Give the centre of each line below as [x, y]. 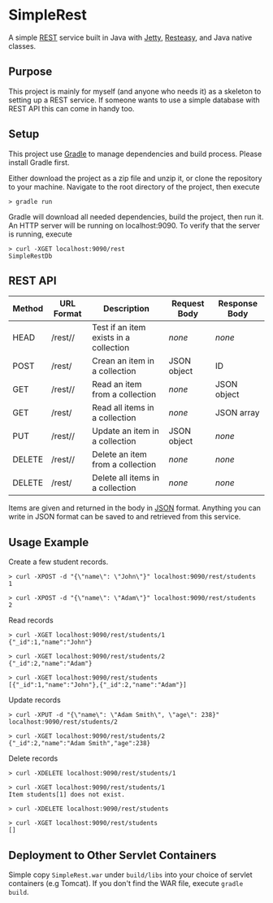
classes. [22, 46]
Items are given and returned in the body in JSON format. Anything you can [135, 508]
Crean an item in [123, 361]
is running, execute [41, 234]
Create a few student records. [58, 562]
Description [126, 309]
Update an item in [126, 431]
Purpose [30, 72]
